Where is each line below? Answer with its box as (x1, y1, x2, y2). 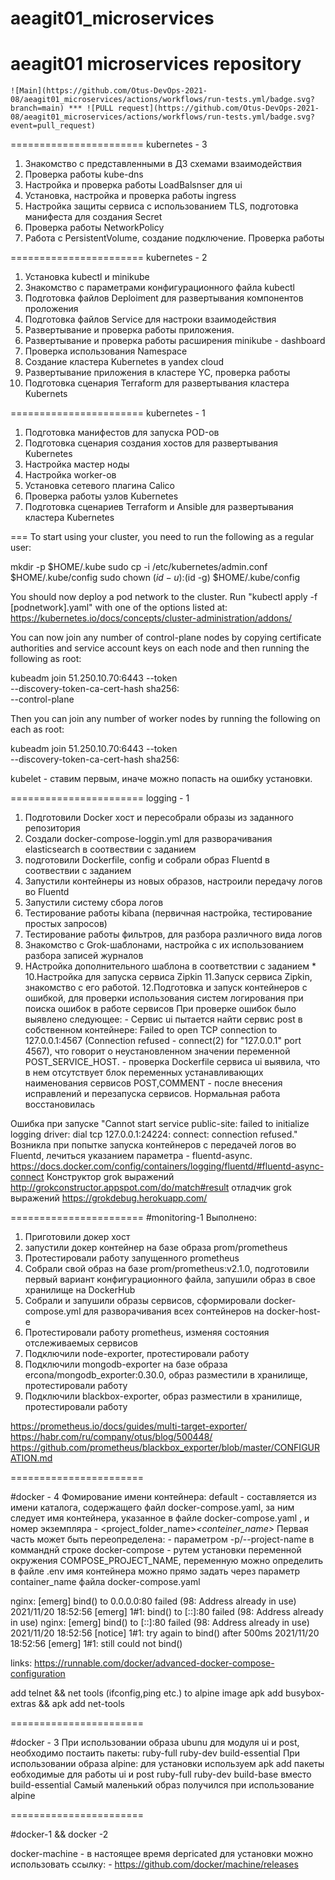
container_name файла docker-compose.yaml (10, 1576, 201, 1588)
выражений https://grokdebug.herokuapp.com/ (10, 1192, 208, 1204)
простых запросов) (24, 918, 108, 930)
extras (10, 1698, 37, 1710)
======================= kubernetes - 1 (10, 407, 206, 419)
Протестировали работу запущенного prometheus (24, 1252, 240, 1264)
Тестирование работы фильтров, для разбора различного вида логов (24, 928, 323, 941)
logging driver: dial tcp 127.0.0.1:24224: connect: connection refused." (10, 1128, 298, 1141)
